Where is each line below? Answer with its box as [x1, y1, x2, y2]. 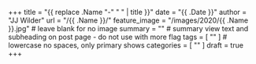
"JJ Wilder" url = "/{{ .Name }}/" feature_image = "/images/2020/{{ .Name [8, 16, 249, 25]
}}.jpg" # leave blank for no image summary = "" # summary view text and [8, 24, 249, 33]
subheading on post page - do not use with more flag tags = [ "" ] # [8, 32, 228, 41]
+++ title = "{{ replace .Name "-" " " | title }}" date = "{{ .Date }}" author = [8, 8, 247, 16]
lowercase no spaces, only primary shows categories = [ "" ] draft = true [8, 41, 244, 50]
